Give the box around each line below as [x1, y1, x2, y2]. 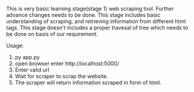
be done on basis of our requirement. [6, 30, 98, 38]
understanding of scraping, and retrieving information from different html [6, 18, 186, 24]
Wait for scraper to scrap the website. [14, 73, 108, 79]
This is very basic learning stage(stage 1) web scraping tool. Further [6, 5, 174, 12]
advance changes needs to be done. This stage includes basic [6, 11, 160, 19]
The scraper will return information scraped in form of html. [14, 79, 162, 86]
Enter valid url [14, 66, 50, 73]
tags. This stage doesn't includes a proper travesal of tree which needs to [6, 24, 189, 31]
